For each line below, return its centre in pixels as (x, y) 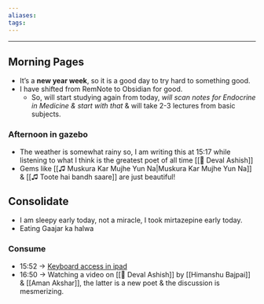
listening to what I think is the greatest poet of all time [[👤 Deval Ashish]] (136, 160)
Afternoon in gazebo (48, 134)
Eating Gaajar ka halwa (57, 229)
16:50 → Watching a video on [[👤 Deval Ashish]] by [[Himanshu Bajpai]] (135, 274)
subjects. (46, 114)
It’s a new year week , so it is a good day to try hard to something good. (135, 81)
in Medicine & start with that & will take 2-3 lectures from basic (133, 106)
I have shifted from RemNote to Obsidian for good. (101, 89)
